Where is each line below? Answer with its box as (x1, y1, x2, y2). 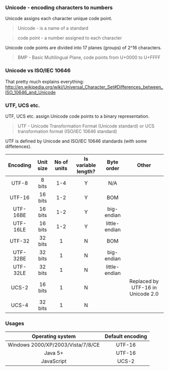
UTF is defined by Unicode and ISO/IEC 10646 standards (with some (5, 138, 147, 144)
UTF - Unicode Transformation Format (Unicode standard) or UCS (17, 123, 155, 129)
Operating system (32, 333, 76, 340)
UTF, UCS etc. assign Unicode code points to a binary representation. (5, 113, 150, 119)
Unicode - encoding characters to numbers (5, 4, 113, 11)
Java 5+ (44, 349, 64, 356)
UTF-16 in (131, 284, 157, 291)
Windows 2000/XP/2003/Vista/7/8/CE (8, 341, 100, 348)
